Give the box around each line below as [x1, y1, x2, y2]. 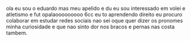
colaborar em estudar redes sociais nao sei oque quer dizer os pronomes [6, 17, 183, 24]
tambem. [6, 29, 28, 36]
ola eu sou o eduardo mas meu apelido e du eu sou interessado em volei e [6, 5, 186, 12]
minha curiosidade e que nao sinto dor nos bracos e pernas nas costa [6, 23, 175, 30]
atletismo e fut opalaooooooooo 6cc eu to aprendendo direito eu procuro [6, 11, 183, 18]
